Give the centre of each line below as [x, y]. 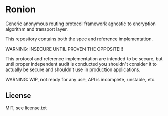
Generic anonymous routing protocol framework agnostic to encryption [80, 24]
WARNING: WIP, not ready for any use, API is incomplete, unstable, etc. [80, 79]
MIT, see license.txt [26, 108]
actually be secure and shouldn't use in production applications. [73, 69]
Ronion [20, 9]
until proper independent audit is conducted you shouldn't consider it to [81, 64]
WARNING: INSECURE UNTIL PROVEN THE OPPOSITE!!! [65, 49]
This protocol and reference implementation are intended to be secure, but [84, 59]
